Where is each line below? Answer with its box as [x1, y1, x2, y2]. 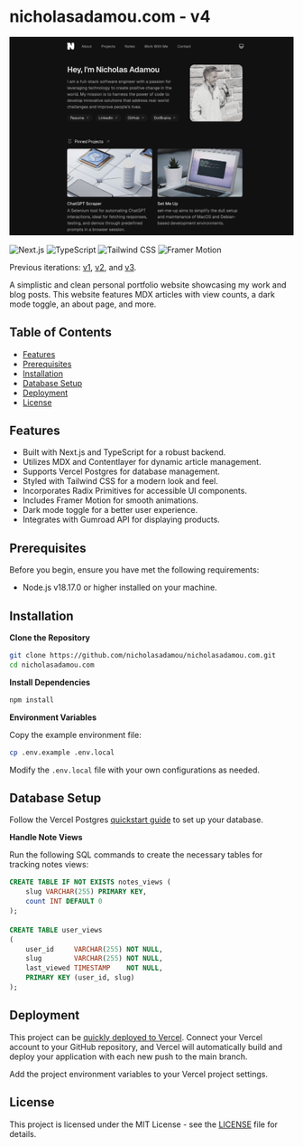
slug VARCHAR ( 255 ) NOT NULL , [25, 954, 164, 963]
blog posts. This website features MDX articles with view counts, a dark [9, 289, 275, 299]
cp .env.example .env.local [9, 748, 115, 757]
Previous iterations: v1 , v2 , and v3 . [9, 261, 137, 272]
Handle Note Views [9, 832, 83, 843]
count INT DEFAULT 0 [25, 897, 103, 906]
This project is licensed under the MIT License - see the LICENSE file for [9, 1119, 278, 1130]
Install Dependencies [9, 677, 91, 687]
